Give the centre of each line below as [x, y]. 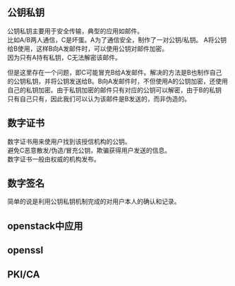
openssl [25, 250]
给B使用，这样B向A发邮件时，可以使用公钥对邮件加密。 [88, 49]
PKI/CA [24, 274]
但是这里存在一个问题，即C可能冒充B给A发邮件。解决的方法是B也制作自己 [115, 72]
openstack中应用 [45, 226]
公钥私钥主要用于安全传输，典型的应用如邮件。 [75, 31]
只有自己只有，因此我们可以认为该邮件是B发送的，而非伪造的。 [99, 99]
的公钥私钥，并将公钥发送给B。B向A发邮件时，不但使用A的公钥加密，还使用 [117, 81]
